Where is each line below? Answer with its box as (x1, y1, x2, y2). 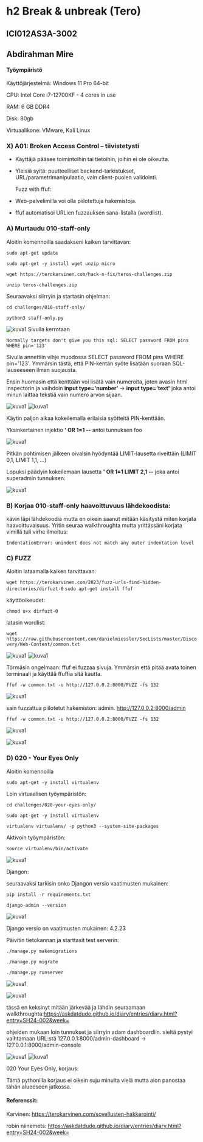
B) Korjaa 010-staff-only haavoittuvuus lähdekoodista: (6, 501, 171, 510)
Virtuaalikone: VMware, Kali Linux (6, 126, 91, 134)
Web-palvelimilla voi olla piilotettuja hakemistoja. (15, 198, 137, 205)
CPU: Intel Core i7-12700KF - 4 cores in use (6, 91, 116, 98)
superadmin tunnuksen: (6, 474, 66, 481)
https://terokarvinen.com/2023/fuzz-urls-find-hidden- (19, 579, 162, 586)
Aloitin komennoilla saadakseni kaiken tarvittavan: (6, 238, 131, 246)
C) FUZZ (6, 554, 32, 562)
